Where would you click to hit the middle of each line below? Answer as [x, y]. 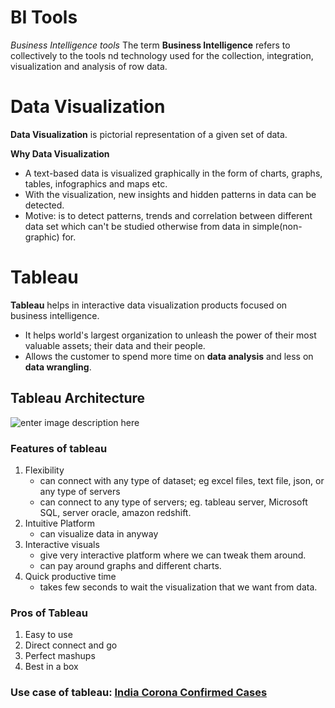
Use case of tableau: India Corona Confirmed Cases [139, 693]
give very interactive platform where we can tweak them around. [173, 555]
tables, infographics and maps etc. [96, 183]
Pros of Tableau [49, 613]
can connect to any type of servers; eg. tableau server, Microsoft [173, 502]
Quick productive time [70, 576]
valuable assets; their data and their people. [115, 345]
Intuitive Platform [60, 523]
